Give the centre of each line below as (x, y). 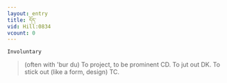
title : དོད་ (22, 20)
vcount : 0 (22, 33)
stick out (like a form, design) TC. (72, 72)
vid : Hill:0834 (29, 26)
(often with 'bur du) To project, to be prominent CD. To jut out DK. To (122, 65)
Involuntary (24, 52)
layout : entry (28, 13)
